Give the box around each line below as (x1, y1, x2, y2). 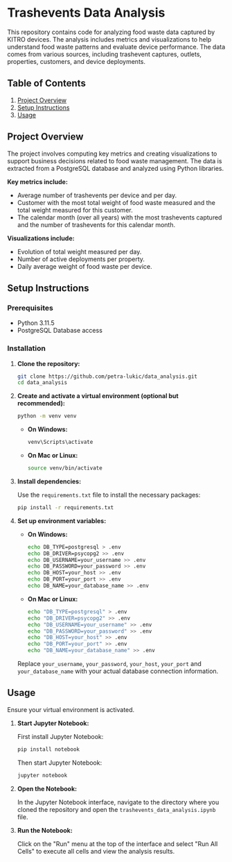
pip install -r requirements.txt (17, 504, 114, 511)
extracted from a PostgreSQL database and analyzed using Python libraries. (7, 164, 224, 172)
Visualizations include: (7, 234, 75, 242)
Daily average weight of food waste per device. (17, 262, 152, 270)
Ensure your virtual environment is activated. (7, 705, 135, 713)
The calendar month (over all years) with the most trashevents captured (17, 213, 222, 222)
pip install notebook (17, 745, 80, 753)
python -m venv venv (17, 413, 77, 420)
